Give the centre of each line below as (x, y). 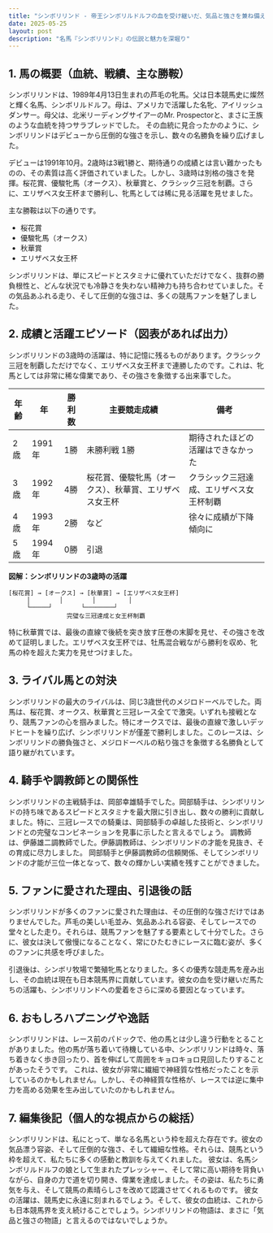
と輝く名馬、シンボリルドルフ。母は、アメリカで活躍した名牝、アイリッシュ (136, 105)
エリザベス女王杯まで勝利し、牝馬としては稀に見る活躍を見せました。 (140, 193)
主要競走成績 (134, 410)
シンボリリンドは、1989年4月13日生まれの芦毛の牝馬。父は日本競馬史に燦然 (136, 95)
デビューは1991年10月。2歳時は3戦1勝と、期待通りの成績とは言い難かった (132, 163)
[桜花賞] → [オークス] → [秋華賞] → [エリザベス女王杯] (94, 593)
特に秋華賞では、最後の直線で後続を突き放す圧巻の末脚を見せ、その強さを (133, 632)
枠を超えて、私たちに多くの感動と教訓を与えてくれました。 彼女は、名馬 (130, 1159)
